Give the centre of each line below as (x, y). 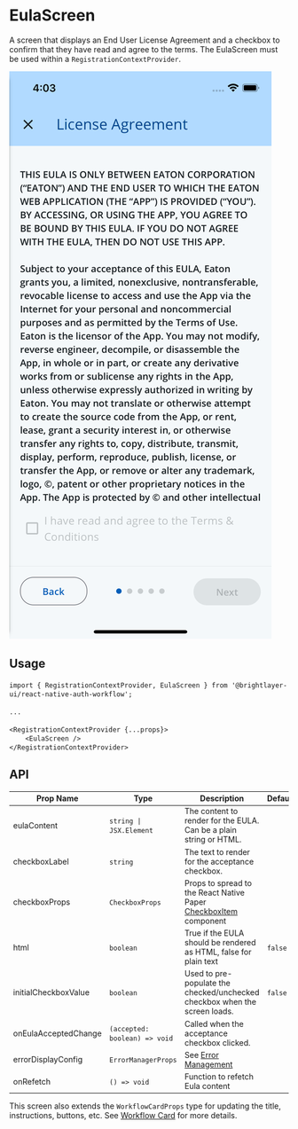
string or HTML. (213, 840)
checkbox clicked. (218, 1042)
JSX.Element (131, 831)
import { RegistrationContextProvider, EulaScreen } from (118, 685)
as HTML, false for (218, 952)
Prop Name (58, 798)
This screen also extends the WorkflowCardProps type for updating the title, (145, 1106)
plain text (202, 961)
